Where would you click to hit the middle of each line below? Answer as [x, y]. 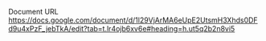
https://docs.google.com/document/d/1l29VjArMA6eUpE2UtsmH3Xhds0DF [133, 20]
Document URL [33, 12]
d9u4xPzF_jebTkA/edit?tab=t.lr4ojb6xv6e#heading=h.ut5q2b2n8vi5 [122, 29]
